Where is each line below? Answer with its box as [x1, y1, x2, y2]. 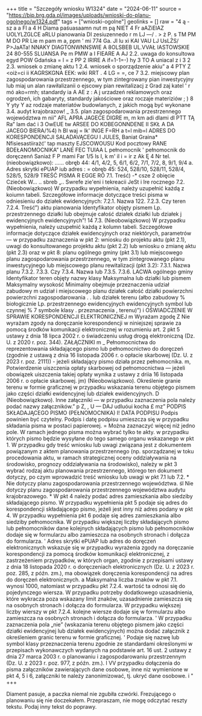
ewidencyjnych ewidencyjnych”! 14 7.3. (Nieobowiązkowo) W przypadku [6, 217, 186, 224]
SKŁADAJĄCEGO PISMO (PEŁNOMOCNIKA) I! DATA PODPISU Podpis [6, 409, 178, 416]
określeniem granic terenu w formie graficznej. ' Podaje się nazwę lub [6, 634, 180, 641]
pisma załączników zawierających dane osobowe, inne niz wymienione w [6, 666, 189, 673]
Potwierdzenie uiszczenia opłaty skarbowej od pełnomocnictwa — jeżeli [6, 365, 186, 371]
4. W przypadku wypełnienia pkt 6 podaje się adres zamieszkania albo [6, 512, 181, 519]
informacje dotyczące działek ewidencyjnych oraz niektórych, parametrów [6, 229, 192, 237]
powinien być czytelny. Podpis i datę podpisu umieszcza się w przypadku [6, 416, 189, 423]
